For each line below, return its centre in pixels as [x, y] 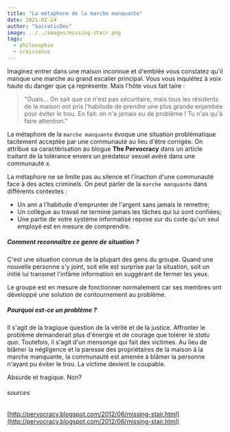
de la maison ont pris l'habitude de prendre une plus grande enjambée [123, 106]
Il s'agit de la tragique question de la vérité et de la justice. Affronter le [106, 327]
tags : [15, 39]
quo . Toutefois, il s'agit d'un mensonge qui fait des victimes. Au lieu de [107, 342]
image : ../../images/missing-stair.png [64, 33]
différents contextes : [37, 191]
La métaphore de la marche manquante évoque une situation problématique [112, 134]
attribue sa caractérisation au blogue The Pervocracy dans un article [105, 149]
